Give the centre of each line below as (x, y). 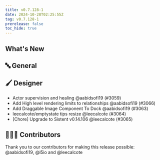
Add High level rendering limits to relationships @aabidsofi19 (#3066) (84, 103)
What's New (25, 49)
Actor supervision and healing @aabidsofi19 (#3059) (67, 97)
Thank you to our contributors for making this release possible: (70, 147)
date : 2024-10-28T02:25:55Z (34, 14)
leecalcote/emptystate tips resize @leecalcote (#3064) (69, 113)
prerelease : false (24, 24)
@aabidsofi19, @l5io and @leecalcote (44, 152)
